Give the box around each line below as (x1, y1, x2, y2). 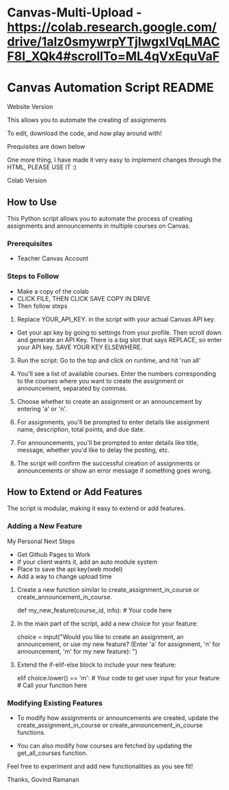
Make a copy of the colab (16, 287, 89, 296)
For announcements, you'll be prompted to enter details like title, (16, 438, 199, 446)
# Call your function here (16, 681, 87, 689)
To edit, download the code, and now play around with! (7, 129, 162, 138)
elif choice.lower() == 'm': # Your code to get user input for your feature (16, 673, 220, 682)
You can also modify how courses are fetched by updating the (16, 741, 193, 750)
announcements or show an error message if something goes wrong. (16, 466, 212, 475)
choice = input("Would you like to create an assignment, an (16, 632, 184, 641)
